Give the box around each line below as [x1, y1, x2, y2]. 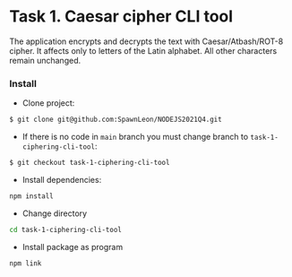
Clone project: [21, 98, 75, 108]
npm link [9, 258, 42, 268]
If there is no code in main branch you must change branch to [21, 132, 249, 143]
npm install [9, 191, 54, 201]
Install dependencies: [21, 174, 102, 185]
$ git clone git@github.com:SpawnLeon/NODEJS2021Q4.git [9, 115, 222, 125]
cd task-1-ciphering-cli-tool [9, 225, 123, 234]
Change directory [21, 208, 88, 219]
